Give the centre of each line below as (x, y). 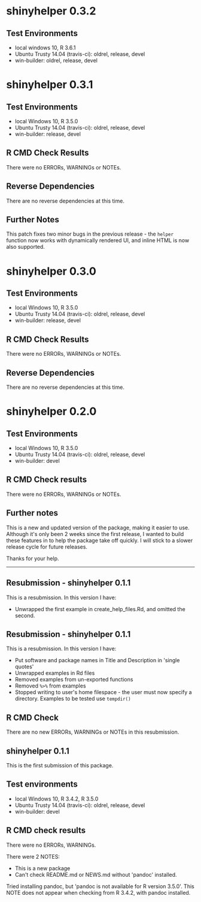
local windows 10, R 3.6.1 (45, 47)
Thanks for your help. (33, 558)
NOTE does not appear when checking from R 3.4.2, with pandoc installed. (98, 892)
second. (25, 615)
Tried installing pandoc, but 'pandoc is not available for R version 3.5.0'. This (100, 886)
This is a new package (42, 868)
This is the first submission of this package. (60, 765)
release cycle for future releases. (47, 547)
